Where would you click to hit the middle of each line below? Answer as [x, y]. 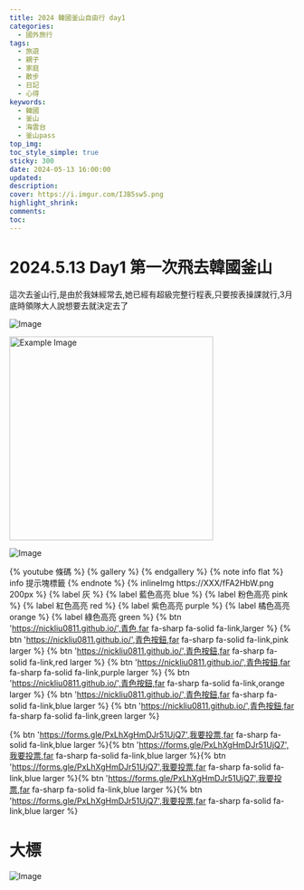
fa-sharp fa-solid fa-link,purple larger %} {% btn [100, 672]
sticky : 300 [32, 161]
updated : [26, 177]
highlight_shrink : [44, 203]
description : [34, 187]
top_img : [26, 144]
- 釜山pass [37, 136]
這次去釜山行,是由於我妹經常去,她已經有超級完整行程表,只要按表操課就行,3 [147, 294]
